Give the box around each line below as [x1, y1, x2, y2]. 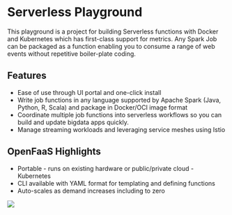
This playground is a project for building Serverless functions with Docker [7, 27, 219, 36]
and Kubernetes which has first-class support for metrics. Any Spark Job [7, 34, 217, 43]
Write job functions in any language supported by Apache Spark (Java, [17, 96, 222, 104]
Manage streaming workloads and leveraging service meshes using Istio [17, 125, 226, 133]
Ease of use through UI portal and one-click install [17, 88, 162, 96]
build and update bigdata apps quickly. [17, 118, 129, 126]
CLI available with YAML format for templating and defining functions [17, 179, 216, 187]
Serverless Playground [7, 4, 143, 20]
